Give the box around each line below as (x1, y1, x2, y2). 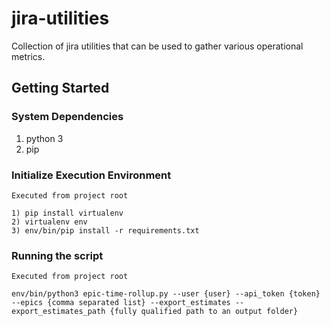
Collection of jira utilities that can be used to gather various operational (11, 40, 304, 52)
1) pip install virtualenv (11, 208, 124, 218)
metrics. (11, 50, 46, 62)
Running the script (11, 248, 104, 262)
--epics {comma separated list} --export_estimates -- (11, 298, 245, 308)
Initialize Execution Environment (11, 168, 172, 182)
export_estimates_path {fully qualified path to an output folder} (11, 307, 299, 317)
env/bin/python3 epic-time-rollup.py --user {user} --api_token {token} (11, 289, 321, 299)
